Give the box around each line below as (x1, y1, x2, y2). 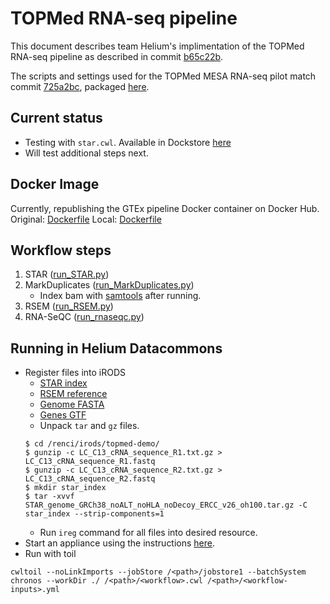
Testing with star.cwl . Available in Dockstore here (24, 136, 232, 148)
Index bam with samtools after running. (39, 290, 202, 302)
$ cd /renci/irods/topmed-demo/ (24, 439, 160, 449)
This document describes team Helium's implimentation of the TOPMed (10, 40, 305, 52)
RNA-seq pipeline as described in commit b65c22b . (10, 50, 224, 62)
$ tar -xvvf (24, 492, 75, 502)
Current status (10, 110, 103, 127)
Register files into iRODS (24, 367, 127, 379)
